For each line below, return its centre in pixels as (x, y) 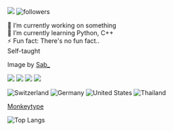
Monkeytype (26, 106)
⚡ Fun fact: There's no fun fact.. (54, 41)
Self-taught (24, 51)
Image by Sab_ (29, 64)
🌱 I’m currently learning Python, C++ (61, 33)
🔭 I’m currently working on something (62, 25)
